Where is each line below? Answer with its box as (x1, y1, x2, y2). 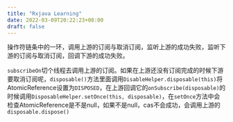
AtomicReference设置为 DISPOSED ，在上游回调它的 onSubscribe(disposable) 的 (7, 84, 226, 92)
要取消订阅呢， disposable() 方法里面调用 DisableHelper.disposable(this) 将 (7, 75, 223, 83)
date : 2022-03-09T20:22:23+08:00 (7, 17, 104, 24)
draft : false (7, 23, 45, 30)
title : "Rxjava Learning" (7, 10, 82, 17)
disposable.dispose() (7, 109, 70, 116)
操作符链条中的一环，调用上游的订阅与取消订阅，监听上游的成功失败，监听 (7, 43, 220, 51)
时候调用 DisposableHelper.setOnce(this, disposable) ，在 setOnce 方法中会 (7, 92, 221, 101)
